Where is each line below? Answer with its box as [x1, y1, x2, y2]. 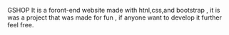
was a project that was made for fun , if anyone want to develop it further [7, 13, 223, 22]
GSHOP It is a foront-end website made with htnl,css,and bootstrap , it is [7, 6, 220, 14]
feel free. [7, 21, 34, 29]
